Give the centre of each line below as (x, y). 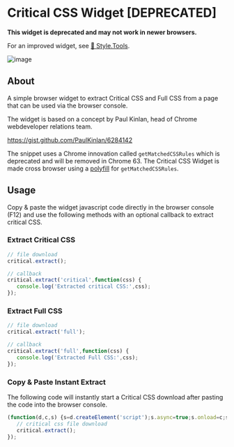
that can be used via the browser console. (68, 105)
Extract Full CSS (35, 311)
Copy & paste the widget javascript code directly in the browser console (111, 207)
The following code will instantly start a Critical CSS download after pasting (115, 397)
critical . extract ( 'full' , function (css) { (68, 351)
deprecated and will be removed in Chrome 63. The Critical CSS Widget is (113, 161)
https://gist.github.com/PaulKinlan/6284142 (70, 140)
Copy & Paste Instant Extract (57, 382)
